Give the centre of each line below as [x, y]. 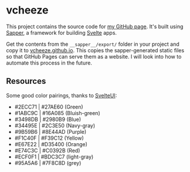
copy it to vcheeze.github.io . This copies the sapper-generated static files [95, 50]
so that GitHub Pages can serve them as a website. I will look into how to [94, 56]
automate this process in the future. [49, 63]
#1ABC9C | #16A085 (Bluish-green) [57, 113]
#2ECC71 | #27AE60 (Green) [49, 107]
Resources [26, 81]
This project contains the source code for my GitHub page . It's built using [95, 26]
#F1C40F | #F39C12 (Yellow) [49, 138]
